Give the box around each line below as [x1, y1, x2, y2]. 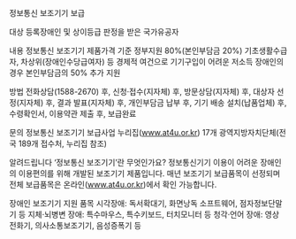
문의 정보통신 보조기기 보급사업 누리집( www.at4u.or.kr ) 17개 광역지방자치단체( [9, 127, 280, 137]
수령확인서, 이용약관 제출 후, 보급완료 [9, 109, 137, 119]
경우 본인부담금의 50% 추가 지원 [9, 67, 121, 78]
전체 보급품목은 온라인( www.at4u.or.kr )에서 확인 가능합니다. [9, 180, 217, 189]
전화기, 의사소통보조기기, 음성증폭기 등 [9, 220, 141, 230]
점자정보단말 [239, 198, 283, 208]
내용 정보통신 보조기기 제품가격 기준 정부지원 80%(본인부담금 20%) [9, 45, 243, 56]
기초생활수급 [244, 45, 288, 56]
